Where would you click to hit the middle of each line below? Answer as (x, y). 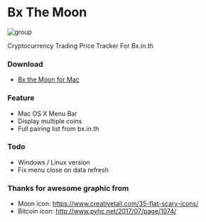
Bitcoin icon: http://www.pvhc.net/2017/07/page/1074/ (97, 211)
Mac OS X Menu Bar (47, 113)
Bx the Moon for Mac (49, 79)
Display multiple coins (50, 121)
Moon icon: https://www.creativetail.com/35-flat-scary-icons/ (108, 204)
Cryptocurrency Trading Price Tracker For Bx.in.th (81, 45)
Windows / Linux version (54, 162)
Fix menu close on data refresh (63, 170)
